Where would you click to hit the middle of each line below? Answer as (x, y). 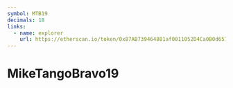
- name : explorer (38, 33)
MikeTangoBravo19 (63, 74)
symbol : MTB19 (28, 14)
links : (17, 26)
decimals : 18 (26, 20)
